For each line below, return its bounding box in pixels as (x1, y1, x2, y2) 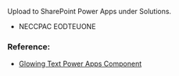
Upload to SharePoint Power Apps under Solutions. (7, 7, 172, 16)
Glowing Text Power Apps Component (18, 59, 142, 69)
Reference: (7, 41, 51, 52)
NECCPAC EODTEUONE (18, 22, 96, 31)
